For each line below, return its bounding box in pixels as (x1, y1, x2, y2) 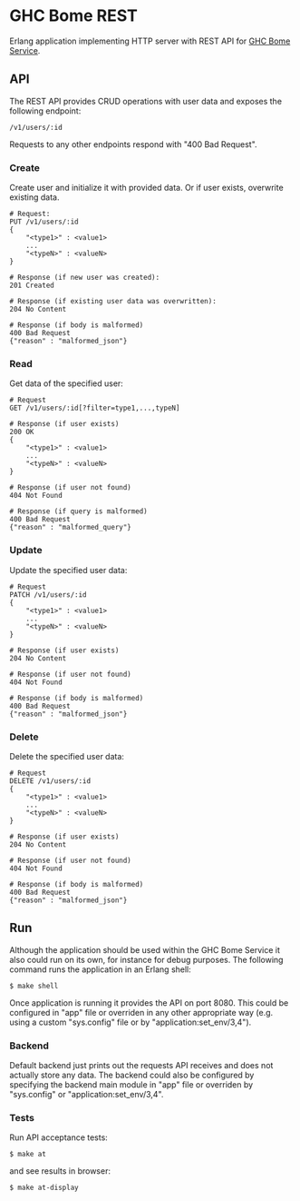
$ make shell (9, 981, 59, 990)
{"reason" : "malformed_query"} (9, 523, 131, 532)
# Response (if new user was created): (9, 273, 160, 283)
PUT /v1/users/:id (9, 217, 79, 227)
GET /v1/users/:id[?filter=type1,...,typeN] (9, 403, 180, 413)
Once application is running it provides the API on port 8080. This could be (9, 997, 289, 1008)
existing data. (9, 192, 61, 203)
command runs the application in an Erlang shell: (9, 964, 192, 975)
